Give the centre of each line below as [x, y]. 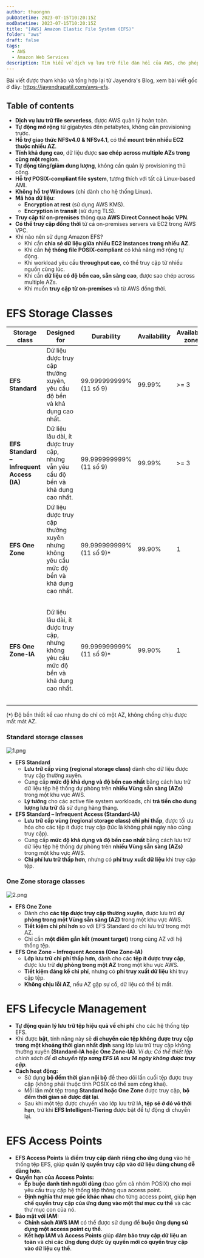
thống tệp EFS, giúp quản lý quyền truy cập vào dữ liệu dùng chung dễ [105, 1164]
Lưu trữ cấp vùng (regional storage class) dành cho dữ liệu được [106, 768]
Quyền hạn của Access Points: [54, 1177]
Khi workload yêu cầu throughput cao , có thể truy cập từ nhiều [104, 263]
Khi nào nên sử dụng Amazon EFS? [59, 237]
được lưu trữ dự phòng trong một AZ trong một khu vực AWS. [101, 965]
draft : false [23, 40]
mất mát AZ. [22, 722]
